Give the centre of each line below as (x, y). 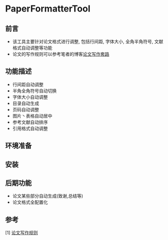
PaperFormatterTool (48, 9)
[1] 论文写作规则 (22, 233)
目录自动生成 (26, 103)
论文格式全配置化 (30, 202)
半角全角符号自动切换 (34, 90)
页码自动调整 (26, 109)
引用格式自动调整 (30, 128)
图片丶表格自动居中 (32, 115)
